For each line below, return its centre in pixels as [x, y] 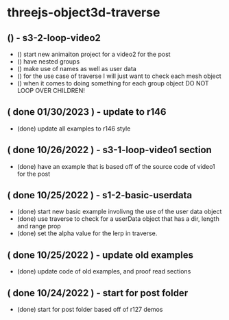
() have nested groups [48, 62]
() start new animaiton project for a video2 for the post [94, 54]
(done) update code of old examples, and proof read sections [104, 271]
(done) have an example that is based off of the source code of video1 [116, 166]
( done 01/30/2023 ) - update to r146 [87, 112]
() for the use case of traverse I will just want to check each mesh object [119, 76]
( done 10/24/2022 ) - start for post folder [98, 293]
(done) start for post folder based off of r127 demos [90, 310]
